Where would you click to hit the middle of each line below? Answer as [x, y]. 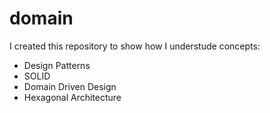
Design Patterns [57, 65]
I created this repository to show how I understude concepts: [135, 46]
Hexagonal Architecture [72, 97]
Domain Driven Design [70, 86]
